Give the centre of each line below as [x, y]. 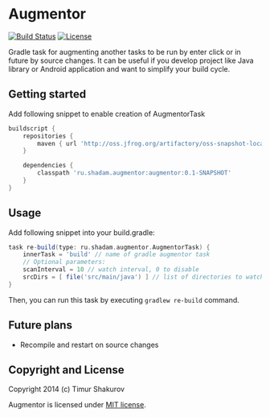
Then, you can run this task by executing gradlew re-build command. [124, 299]
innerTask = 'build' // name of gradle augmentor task [117, 254]
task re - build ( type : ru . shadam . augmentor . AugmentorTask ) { [109, 247]
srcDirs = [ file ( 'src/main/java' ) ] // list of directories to [133, 277]
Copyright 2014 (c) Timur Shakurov [67, 389]
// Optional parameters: [64, 262]
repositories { [48, 136]
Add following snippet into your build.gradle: [82, 232]
